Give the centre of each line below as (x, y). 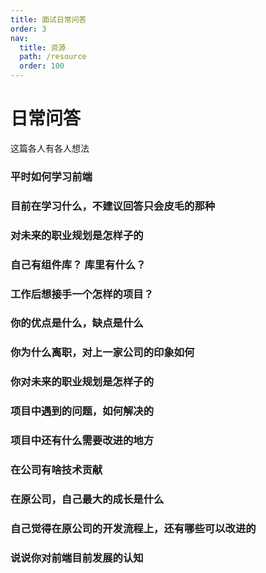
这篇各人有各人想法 (50, 148)
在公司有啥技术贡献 (56, 470)
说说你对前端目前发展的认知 (77, 558)
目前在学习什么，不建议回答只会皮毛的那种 (113, 206)
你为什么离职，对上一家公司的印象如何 (102, 353)
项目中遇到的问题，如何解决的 (82, 411)
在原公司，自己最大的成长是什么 (87, 499)
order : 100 (42, 66)
